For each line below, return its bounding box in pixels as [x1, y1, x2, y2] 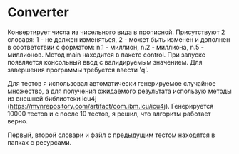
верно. [7, 116, 29, 125]
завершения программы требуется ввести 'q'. [7, 65, 148, 74]
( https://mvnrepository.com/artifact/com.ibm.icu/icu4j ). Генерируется [7, 101, 214, 110]
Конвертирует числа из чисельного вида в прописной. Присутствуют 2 [7, 28, 225, 36]
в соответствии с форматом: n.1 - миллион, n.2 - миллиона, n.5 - [7, 43, 205, 51]
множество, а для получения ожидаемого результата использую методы [7, 87, 232, 95]
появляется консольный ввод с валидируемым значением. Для [7, 57, 203, 66]
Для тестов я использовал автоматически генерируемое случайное [7, 79, 216, 87]
